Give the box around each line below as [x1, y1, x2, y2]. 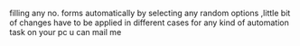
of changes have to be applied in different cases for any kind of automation [9, 17, 289, 28]
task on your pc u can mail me [9, 27, 122, 37]
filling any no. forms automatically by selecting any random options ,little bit [9, 8, 291, 18]
